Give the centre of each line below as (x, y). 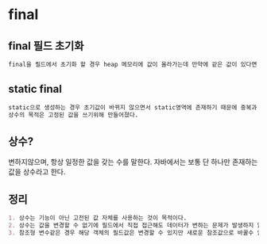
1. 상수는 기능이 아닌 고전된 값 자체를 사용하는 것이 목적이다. (98, 218)
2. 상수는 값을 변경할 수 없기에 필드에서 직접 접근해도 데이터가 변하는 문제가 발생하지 (131, 225)
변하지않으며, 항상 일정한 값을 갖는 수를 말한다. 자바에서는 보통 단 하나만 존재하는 (133, 162)
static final (35, 89)
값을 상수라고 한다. (37, 172)
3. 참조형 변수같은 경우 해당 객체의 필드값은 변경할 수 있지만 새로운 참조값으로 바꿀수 (131, 233)
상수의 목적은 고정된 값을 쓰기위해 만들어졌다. (74, 115)
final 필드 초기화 (46, 46)
